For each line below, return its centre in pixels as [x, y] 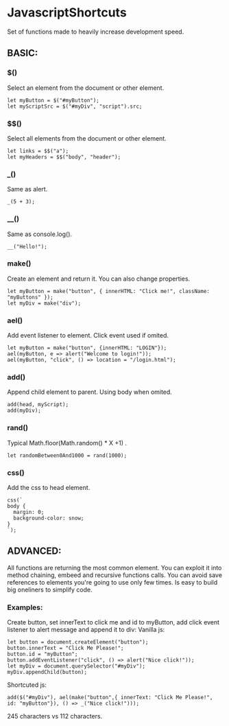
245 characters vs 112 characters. [55, 716]
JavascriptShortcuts [67, 13]
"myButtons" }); [30, 297]
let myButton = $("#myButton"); [53, 100]
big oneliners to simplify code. [50, 589]
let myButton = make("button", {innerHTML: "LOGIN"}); [87, 348]
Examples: [25, 607]
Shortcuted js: [27, 685]
